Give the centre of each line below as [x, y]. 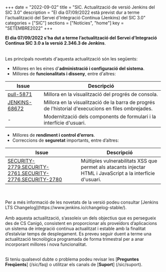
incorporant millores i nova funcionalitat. [46, 244]
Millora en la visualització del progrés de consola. [101, 94]
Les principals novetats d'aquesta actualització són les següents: [71, 59]
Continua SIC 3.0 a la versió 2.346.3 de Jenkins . [56, 43]
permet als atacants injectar [113, 167]
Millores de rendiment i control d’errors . [54, 135]
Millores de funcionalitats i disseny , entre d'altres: [64, 74]
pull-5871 [20, 94]
